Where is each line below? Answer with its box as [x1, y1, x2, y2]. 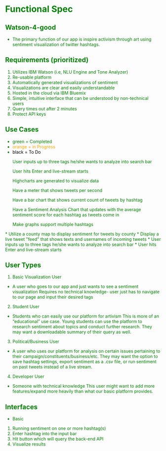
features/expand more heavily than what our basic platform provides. [12, 388, 153, 394]
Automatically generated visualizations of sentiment [12, 79, 118, 85]
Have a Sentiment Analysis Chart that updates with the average [12, 206, 141, 212]
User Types [5, 261, 41, 270]
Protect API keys [12, 111, 46, 117]
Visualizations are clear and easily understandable [12, 85, 115, 90]
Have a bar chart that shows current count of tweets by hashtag [12, 197, 143, 203]
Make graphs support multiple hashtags [12, 221, 94, 227]
